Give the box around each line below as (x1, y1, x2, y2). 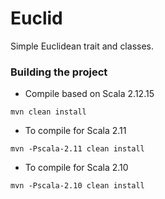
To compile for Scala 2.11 (24, 125, 127, 137)
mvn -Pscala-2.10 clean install (10, 181, 145, 191)
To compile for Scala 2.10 (24, 162, 129, 174)
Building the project (10, 65, 108, 79)
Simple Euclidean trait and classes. (10, 40, 154, 52)
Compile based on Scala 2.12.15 (24, 88, 155, 100)
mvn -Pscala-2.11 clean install (10, 144, 145, 154)
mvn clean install (10, 107, 87, 117)
